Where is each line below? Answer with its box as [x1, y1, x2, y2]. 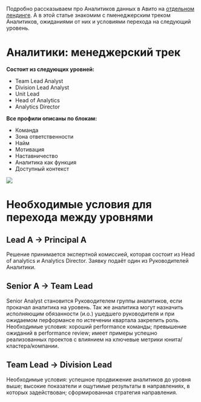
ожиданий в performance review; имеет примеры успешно [6, 329, 157, 337]
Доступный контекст [15, 165, 70, 172]
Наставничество [15, 152, 59, 159]
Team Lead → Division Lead [6, 360, 112, 370]
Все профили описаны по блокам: [6, 114, 97, 122]
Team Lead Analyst [15, 77, 64, 84]
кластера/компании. [6, 342, 59, 349]
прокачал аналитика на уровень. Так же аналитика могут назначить [6, 303, 183, 311]
